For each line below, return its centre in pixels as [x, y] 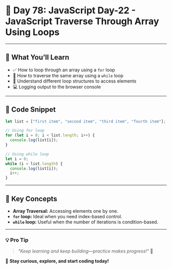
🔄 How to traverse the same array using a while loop [68, 75]
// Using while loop [27, 154]
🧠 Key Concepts [31, 199]
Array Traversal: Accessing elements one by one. [66, 211]
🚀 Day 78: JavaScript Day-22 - [71, 11]
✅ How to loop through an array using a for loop [64, 70]
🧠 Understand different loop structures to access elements [74, 81]
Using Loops [33, 32]
